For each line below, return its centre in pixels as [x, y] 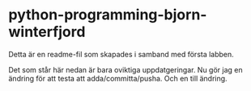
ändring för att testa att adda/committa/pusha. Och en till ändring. [118, 78]
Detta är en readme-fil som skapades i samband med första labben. [121, 54]
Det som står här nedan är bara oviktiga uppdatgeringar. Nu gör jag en [125, 69]
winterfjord [47, 32]
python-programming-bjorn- [108, 15]
